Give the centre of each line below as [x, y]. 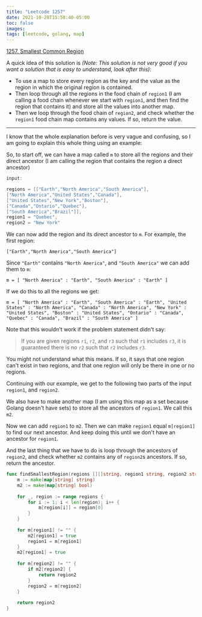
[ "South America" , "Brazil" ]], [44, 212]
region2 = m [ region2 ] [55, 586]
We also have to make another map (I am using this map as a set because [97, 402]
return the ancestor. [31, 463]
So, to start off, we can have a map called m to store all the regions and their [100, 155]
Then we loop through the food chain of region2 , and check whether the [104, 113]
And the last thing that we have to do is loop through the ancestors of [92, 450]
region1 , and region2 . [33, 390]
